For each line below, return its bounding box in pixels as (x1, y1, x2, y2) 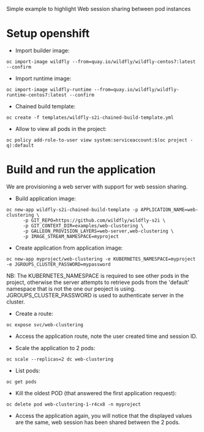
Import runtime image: (15, 75, 72, 82)
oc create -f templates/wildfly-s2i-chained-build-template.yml (6, 114, 174, 121)
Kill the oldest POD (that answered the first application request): (15, 389, 176, 397)
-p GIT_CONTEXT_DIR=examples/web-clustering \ (22, 223, 144, 229)
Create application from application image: (15, 244, 123, 251)
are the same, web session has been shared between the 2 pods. (15, 419, 181, 426)
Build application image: (15, 195, 77, 202)
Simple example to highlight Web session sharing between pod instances (6, 6, 191, 12)
